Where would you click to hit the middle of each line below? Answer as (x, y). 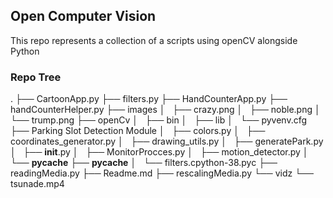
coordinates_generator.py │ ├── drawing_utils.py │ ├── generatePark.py (167, 141)
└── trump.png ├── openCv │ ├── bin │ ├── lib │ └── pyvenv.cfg (159, 120)
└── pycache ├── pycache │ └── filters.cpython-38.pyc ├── (144, 163)
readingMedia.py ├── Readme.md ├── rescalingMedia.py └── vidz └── (162, 173)
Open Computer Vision (83, 16)
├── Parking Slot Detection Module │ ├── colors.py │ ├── (138, 131)
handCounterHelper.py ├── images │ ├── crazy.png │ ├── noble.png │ (165, 110)
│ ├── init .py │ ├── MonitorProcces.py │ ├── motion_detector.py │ (159, 152)
